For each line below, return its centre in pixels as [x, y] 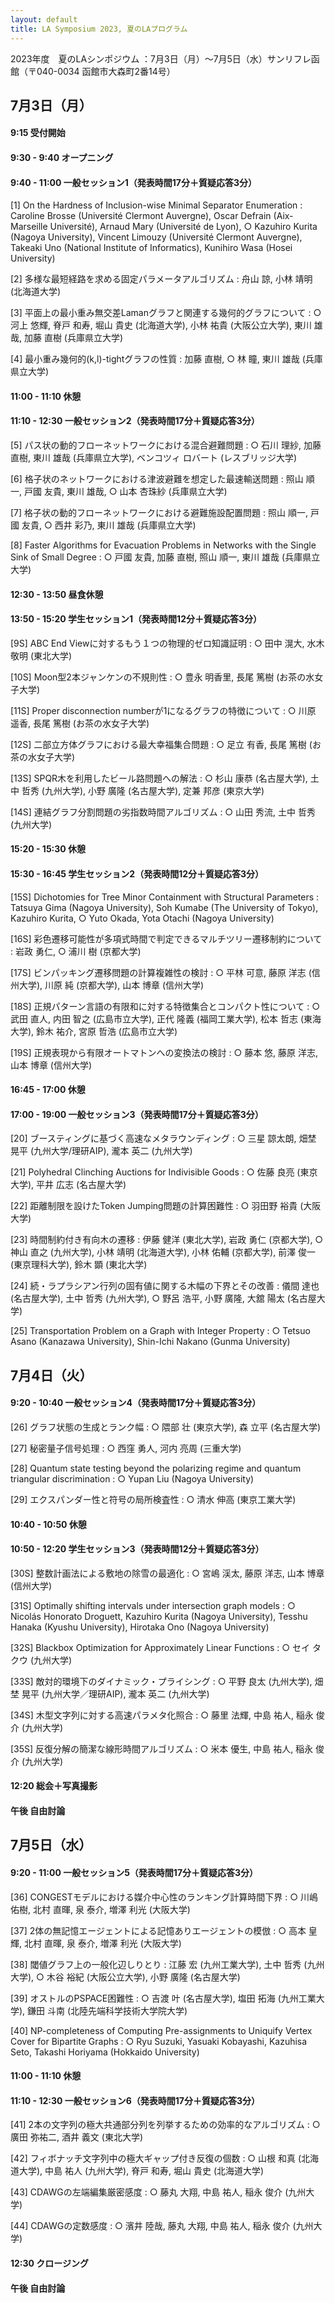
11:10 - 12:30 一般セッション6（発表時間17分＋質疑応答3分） [135, 2100]
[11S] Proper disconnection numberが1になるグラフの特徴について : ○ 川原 [163, 710]
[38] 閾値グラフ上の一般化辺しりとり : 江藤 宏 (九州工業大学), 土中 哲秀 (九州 [167, 1964]
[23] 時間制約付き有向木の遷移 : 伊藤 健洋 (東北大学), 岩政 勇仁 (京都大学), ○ [167, 1240]
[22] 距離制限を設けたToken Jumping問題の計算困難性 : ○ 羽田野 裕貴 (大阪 [166, 1206]
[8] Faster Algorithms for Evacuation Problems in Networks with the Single [163, 545]
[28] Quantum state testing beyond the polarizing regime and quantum [156, 1468]
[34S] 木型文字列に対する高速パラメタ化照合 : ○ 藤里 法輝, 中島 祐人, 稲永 [162, 1715]
